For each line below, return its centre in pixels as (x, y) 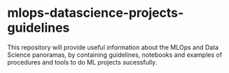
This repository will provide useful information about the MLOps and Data (113, 47)
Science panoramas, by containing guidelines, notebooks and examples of (115, 55)
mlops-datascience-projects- (96, 13)
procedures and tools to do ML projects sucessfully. (82, 62)
